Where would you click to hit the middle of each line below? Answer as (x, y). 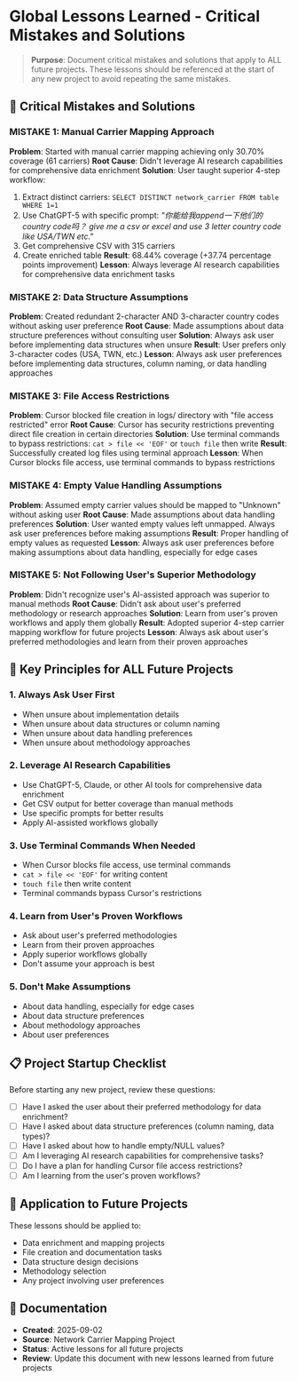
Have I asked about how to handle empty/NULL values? (123, 1145)
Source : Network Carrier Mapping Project (98, 1339)
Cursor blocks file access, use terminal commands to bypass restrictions (142, 463)
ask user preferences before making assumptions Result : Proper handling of (149, 533)
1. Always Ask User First (62, 695)
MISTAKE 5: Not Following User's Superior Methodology (133, 575)
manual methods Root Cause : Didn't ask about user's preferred (125, 604)
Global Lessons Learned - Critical (134, 16)
